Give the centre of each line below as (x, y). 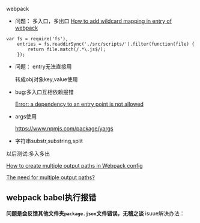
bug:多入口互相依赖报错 (44, 92)
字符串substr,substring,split (49, 141)
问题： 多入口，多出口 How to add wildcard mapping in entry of (93, 21)
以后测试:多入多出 (28, 154)
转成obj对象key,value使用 (46, 79)
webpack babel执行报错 (51, 198)
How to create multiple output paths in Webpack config (74, 166)
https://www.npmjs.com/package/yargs (64, 128)
